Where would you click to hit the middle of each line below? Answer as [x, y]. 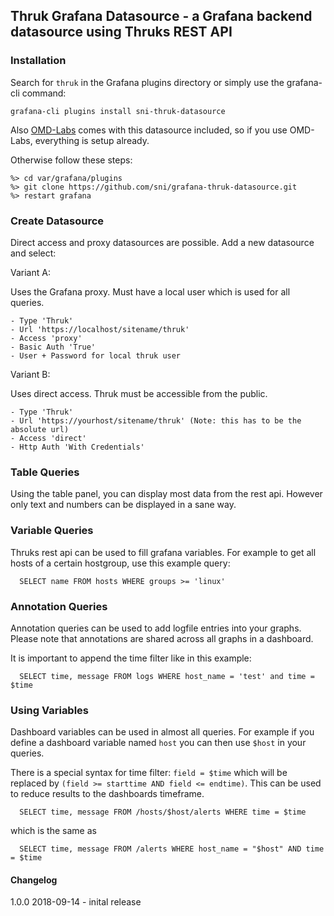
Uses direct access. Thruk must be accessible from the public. [139, 393]
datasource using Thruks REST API [121, 32]
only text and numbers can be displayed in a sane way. [123, 505]
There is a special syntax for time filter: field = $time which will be [149, 773]
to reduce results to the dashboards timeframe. [107, 794]
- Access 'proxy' [46, 338]
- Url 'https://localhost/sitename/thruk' [100, 329]
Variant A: [30, 272]
